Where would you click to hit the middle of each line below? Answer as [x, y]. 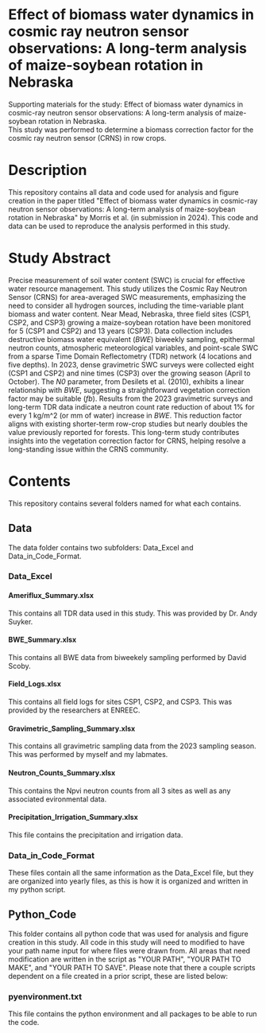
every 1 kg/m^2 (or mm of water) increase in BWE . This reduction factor [125, 415]
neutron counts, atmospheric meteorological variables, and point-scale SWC [133, 348]
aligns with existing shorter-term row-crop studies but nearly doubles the [128, 424]
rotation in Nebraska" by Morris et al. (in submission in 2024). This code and [133, 217]
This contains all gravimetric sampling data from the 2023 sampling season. [132, 746]
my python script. [37, 889]
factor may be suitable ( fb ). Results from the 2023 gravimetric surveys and [131, 398]
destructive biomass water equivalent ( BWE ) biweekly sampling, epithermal [132, 339]
